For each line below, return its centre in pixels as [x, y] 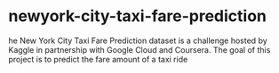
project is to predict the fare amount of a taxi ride [98, 59]
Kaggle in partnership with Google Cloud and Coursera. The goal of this [139, 49]
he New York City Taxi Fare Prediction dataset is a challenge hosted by [138, 40]
